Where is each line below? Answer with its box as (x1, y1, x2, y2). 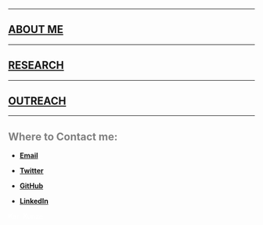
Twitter (19, 166, 44, 176)
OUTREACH (8, 95, 67, 108)
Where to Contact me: (8, 130, 118, 143)
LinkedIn (19, 197, 49, 206)
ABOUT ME (8, 23, 64, 36)
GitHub (19, 181, 44, 191)
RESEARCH (8, 59, 64, 72)
